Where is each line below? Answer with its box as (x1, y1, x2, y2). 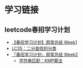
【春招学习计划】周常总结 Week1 (11, 40, 77, 45)
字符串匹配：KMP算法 (18, 58, 63, 64)
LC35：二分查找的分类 (11, 45, 57, 51)
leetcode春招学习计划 (4, 25, 70, 34)
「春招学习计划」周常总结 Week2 (11, 52, 78, 57)
